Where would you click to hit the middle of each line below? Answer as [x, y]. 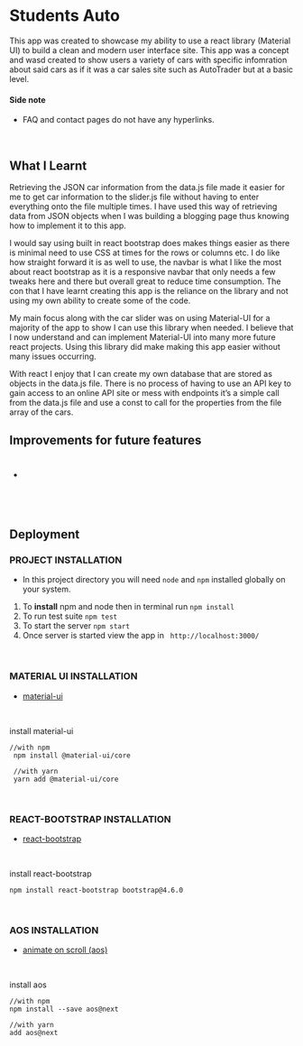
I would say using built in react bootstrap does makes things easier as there [150, 243]
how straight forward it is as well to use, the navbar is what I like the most [146, 261]
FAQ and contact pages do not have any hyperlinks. [118, 120]
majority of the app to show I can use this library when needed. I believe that [151, 327]
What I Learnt [48, 165]
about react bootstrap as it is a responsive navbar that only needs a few [142, 271]
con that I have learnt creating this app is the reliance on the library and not [149, 290]
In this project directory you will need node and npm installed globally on [154, 580]
